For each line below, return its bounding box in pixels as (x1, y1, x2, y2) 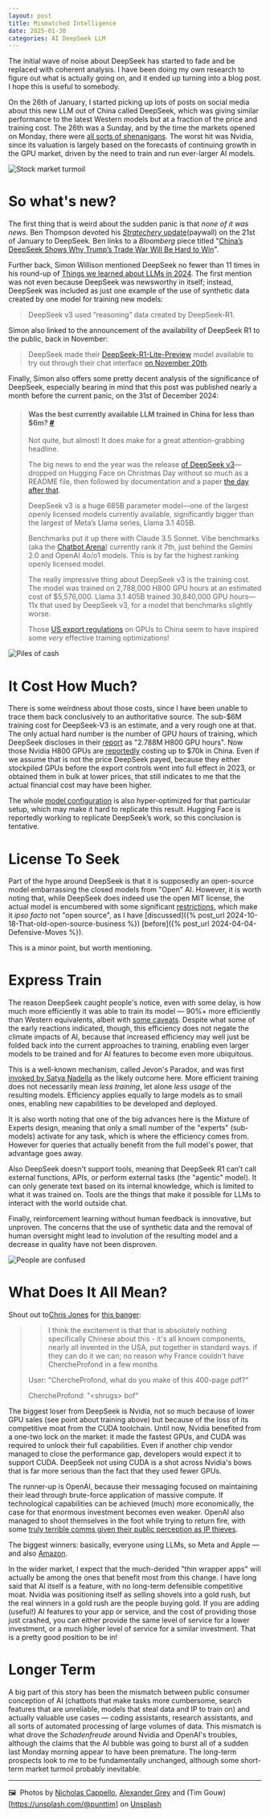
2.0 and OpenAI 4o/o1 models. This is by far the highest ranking (27, 551, 239, 560)
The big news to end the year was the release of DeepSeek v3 (27, 460, 235, 470)
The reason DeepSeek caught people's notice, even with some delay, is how (8, 998, 261, 1007)
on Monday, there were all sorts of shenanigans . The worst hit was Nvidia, (8, 132, 254, 142)
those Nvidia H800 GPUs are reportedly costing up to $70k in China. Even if (8, 746, 260, 756)
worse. (27, 609, 51, 619)
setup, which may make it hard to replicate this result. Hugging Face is (8, 805, 241, 814)
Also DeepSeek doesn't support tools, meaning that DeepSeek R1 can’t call (8, 1164, 257, 1174)
